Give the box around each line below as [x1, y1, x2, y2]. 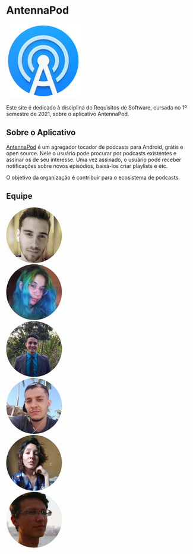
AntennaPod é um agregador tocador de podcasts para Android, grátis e [6, 143, 183, 151]
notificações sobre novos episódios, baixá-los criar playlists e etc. [6, 162, 168, 170]
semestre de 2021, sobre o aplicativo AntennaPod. [6, 110, 129, 117]
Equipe [6, 191, 33, 201]
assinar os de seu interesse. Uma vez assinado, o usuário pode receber [6, 156, 181, 163]
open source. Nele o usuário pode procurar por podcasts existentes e [6, 149, 177, 157]
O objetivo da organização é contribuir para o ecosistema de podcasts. [6, 174, 180, 181]
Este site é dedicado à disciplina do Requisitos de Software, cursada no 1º [6, 104, 187, 111]
